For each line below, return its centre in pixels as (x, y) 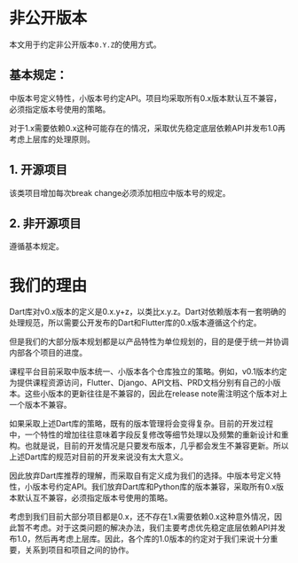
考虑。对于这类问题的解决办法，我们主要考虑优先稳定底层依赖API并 (155, 528)
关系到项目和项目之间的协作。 (79, 550)
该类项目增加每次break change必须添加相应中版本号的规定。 (120, 192)
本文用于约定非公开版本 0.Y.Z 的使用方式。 (85, 44)
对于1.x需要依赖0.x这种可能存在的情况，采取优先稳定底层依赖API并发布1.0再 (148, 128)
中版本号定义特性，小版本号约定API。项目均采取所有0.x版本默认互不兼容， (145, 98)
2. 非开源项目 (45, 223)
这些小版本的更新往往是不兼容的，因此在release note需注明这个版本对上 (156, 394)
